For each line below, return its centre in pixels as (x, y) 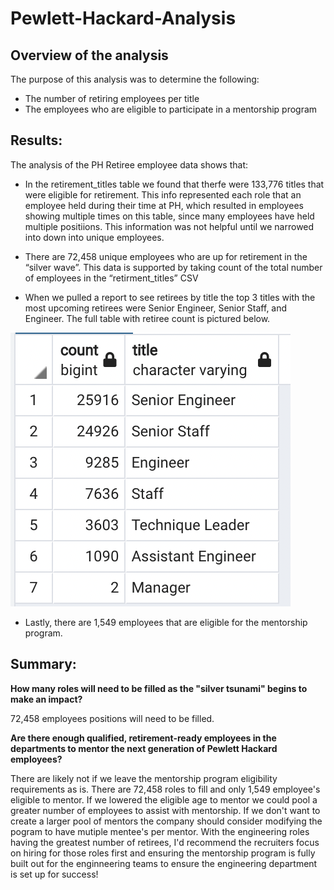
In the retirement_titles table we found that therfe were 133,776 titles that (174, 184)
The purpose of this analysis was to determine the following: (135, 79)
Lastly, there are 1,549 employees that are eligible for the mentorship (166, 622)
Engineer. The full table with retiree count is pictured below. (147, 318)
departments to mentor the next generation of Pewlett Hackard (144, 748)
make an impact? (46, 699)
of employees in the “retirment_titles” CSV (111, 278)
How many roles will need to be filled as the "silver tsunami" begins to (159, 688)
